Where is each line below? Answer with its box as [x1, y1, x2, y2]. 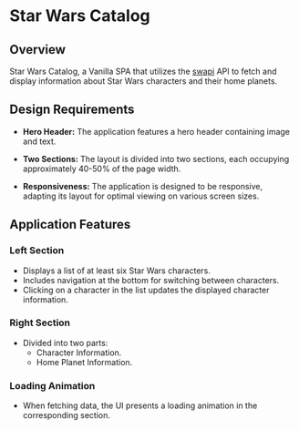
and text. [22, 136, 57, 147]
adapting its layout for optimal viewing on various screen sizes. [22, 190, 260, 201]
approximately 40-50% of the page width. [22, 163, 181, 174]
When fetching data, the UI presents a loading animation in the [22, 400, 258, 411]
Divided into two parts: [22, 337, 108, 348]
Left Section [9, 244, 65, 257]
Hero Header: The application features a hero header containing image [22, 126, 290, 137]
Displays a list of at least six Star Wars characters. [22, 265, 211, 276]
